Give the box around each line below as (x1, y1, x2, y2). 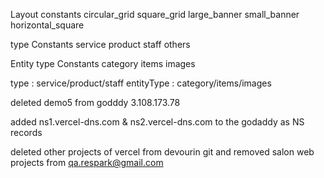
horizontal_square (10, 19, 85, 31)
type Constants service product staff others (10, 39, 191, 50)
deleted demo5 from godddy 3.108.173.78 (10, 97, 181, 108)
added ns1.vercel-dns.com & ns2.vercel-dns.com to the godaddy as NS (10, 116, 305, 128)
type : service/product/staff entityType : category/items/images (10, 77, 272, 89)
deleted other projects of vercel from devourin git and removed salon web (10, 146, 315, 158)
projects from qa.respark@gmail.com (10, 157, 164, 168)
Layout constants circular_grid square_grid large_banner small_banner (10, 9, 300, 20)
